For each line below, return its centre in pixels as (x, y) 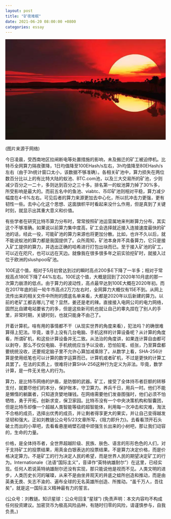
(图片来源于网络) (23, 149)
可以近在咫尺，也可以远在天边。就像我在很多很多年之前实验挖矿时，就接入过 (85, 253)
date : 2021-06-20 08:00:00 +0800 (41, 21)
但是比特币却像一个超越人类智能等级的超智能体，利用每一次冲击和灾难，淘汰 (85, 407)
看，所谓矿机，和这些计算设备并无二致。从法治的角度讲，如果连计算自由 (81, 339)
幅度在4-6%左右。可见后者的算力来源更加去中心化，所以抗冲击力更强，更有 (85, 198)
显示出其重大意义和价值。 (50, 211)
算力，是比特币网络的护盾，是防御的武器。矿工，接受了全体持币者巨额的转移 (85, 381)
